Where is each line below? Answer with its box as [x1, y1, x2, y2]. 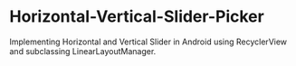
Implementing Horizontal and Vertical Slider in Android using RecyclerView [9, 36, 288, 47]
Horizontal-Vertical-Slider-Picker [9, 6, 264, 27]
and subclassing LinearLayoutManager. [9, 45, 157, 56]
